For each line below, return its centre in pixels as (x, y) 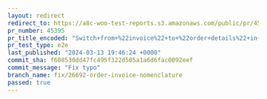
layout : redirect (36, 16)
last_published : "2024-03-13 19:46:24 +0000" (84, 53)
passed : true (29, 82)
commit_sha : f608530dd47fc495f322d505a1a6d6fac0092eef (100, 61)
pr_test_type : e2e (38, 46)
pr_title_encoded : (38, 38)
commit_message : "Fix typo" (54, 68)
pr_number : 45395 (36, 30)
